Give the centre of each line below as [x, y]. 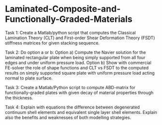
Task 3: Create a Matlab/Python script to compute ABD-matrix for [70, 87]
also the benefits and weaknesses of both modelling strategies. [68, 117]
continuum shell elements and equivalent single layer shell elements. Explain [81, 112]
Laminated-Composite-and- [63, 9]
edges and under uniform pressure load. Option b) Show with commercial [78, 62]
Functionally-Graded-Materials [69, 19]
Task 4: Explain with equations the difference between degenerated [73, 107]
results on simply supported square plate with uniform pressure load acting [80, 73]
